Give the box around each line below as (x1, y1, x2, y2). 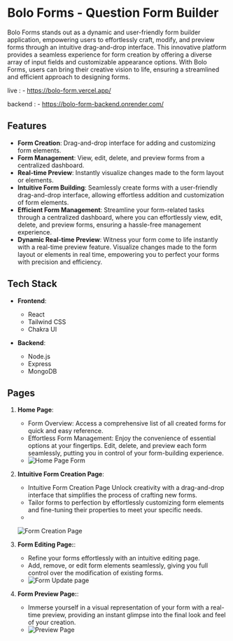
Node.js (27, 352, 51, 360)
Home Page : (17, 406, 54, 414)
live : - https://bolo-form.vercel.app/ (7, 86, 111, 94)
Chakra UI (27, 325, 57, 333)
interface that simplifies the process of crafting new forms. (27, 491, 197, 500)
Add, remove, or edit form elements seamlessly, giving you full (27, 561, 209, 570)
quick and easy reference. (27, 427, 104, 435)
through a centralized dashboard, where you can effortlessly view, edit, (17, 213, 223, 221)
